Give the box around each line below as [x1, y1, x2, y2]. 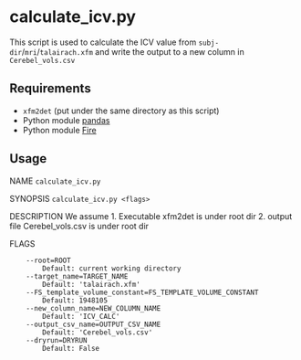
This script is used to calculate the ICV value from [9, 37, 197, 48]
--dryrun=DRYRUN [26, 335, 88, 344]
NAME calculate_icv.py [9, 175, 101, 186]
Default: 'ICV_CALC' [42, 312, 120, 321]
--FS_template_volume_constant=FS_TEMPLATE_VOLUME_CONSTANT [26, 288, 259, 297]
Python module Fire [22, 124, 98, 135]
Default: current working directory [42, 263, 182, 273]
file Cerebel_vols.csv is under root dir [9, 220, 149, 231]
